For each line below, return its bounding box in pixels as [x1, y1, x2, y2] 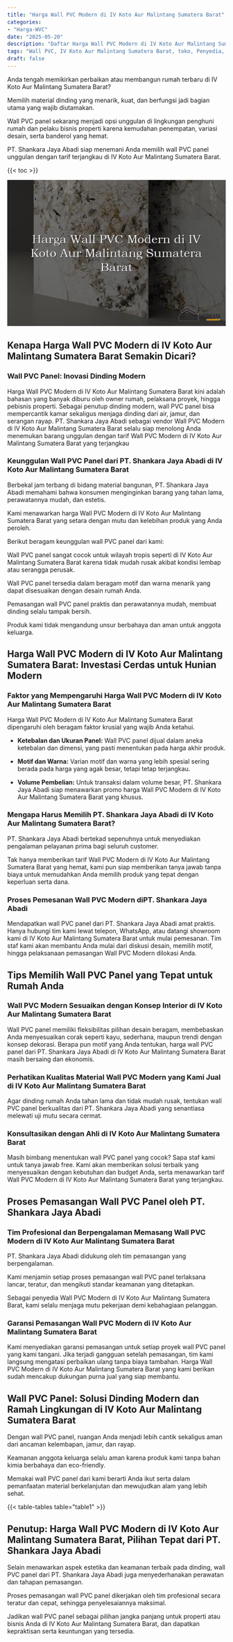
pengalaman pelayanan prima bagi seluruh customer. [7, 842, 159, 850]
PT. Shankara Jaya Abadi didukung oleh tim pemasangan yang [7, 1252, 187, 1260]
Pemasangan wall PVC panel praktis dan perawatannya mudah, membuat [7, 599, 217, 608]
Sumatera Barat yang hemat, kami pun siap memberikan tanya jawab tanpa [7, 862, 222, 871]
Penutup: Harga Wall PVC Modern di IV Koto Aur [7, 1523, 219, 1535]
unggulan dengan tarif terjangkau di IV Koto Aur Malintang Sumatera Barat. [7, 152, 221, 161]
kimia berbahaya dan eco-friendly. [7, 1461, 106, 1470]
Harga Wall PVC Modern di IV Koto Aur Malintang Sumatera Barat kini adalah [7, 387, 225, 396]
